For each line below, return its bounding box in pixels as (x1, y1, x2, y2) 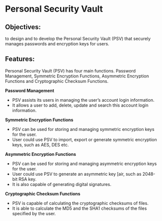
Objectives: (5, 23, 41, 31)
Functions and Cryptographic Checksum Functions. (5, 78, 109, 84)
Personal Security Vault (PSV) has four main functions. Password (5, 68, 136, 74)
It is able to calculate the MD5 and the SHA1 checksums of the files (12, 205, 147, 211)
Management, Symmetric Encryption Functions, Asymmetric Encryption (5, 73, 149, 79)
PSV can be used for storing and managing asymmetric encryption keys (12, 161, 157, 166)
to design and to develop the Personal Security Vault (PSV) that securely (5, 36, 151, 41)
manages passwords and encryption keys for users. (5, 41, 110, 47)
